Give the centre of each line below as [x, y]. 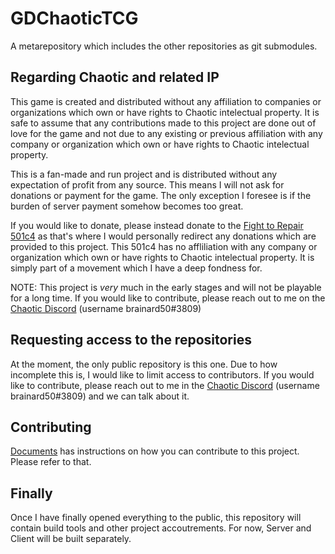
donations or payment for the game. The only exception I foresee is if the [161, 195]
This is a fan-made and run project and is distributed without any [144, 174]
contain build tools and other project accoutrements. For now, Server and [161, 528]
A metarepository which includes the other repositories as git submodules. [164, 46]
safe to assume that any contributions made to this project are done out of [163, 123]
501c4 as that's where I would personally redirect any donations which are [163, 236]
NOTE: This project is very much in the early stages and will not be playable [166, 287]
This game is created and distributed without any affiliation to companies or [166, 101]
